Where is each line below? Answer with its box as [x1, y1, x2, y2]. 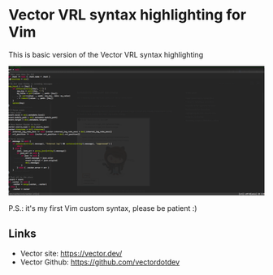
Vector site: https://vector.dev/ [19, 248, 123, 258]
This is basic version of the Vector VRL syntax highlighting [8, 49, 204, 59]
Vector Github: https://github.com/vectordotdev [19, 257, 180, 267]
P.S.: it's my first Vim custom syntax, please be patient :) [8, 203, 197, 213]
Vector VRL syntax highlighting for [8, 6, 246, 24]
